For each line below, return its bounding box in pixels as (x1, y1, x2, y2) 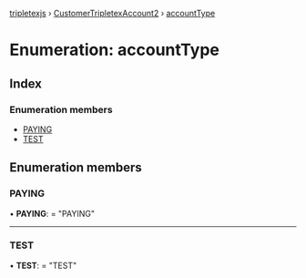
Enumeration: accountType (9, 40, 220, 60)
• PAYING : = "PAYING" (9, 208, 96, 219)
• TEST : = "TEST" (9, 260, 77, 271)
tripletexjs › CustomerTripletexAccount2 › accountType (9, 8, 216, 18)
